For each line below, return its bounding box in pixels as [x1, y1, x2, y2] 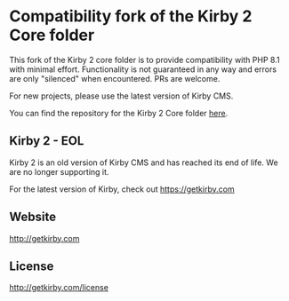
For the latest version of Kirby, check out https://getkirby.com [9, 184, 235, 194]
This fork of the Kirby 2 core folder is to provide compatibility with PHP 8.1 [9, 54, 280, 65]
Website [9, 210, 56, 225]
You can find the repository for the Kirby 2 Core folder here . [9, 107, 229, 118]
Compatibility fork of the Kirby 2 [9, 6, 253, 27]
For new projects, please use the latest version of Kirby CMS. [9, 91, 234, 101]
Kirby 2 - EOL [9, 133, 84, 148]
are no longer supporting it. [9, 166, 109, 177]
